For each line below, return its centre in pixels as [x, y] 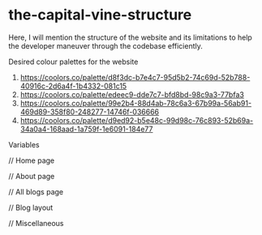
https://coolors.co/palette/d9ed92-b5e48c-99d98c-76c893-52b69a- [137, 120]
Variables [24, 144]
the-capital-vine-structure [100, 15]
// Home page [32, 160]
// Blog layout [31, 207]
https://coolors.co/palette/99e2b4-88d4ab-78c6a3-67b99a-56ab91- [136, 103]
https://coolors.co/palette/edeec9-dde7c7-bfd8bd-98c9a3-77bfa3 [132, 94]
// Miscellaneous [36, 223]
